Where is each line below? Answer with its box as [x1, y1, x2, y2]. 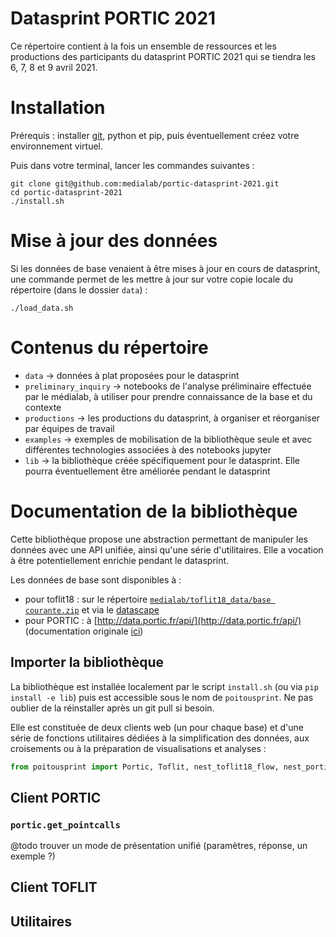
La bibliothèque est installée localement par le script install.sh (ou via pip [10, 680, 319, 692]
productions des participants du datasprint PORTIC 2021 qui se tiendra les [10, 50, 317, 62]
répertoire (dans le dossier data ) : [10, 283, 148, 296]
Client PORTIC [10, 789, 102, 806]
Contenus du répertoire [10, 337, 209, 359]
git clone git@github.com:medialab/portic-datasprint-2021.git [10, 178, 280, 189]
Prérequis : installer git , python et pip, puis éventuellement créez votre [10, 129, 300, 141]
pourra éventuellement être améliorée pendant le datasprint [24, 465, 271, 477]
